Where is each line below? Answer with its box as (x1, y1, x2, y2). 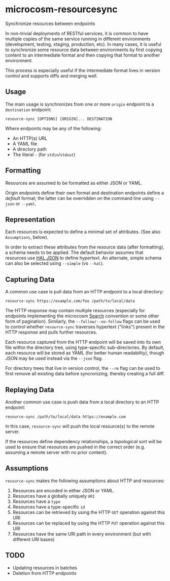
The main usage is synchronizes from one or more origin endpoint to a (5, 101, 154, 107)
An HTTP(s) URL (12, 135, 47, 141)
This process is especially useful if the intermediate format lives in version (5, 67, 160, 73)
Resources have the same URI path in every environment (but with (12, 531, 151, 537)
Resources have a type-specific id (12, 503, 85, 510)
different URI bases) (12, 536, 55, 542)
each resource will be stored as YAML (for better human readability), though (5, 350, 164, 356)
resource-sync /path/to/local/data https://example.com (5, 414, 126, 419)
